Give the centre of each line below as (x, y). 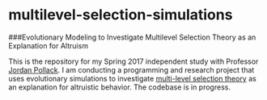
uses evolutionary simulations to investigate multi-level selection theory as (132, 78)
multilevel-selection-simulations (121, 15)
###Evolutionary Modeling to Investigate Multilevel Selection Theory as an (132, 37)
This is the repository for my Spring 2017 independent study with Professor (133, 61)
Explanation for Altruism (49, 45)
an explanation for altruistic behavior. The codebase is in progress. (119, 87)
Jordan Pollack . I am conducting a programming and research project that (131, 69)
